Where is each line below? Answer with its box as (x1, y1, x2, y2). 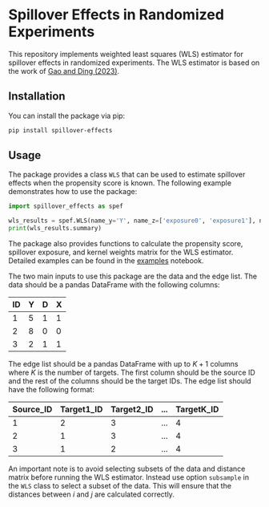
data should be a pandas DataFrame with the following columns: (8, 280, 220, 290)
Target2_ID (110, 404, 154, 415)
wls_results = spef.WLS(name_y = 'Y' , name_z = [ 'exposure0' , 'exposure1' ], (8, 217, 256, 225)
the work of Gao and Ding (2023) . (8, 66, 120, 75)
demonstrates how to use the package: (8, 187, 138, 197)
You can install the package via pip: (8, 111, 126, 120)
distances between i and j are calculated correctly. (8, 489, 175, 499)
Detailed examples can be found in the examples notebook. (8, 256, 204, 266)
